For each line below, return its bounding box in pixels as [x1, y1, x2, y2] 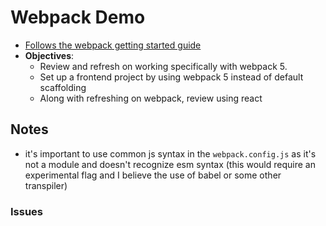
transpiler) [24, 179, 68, 191]
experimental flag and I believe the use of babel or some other [24, 169, 282, 181]
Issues [10, 204, 44, 218]
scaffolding [39, 81, 87, 93]
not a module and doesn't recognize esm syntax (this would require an [24, 158, 316, 170]
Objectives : [24, 49, 75, 61]
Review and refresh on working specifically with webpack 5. [39, 60, 288, 72]
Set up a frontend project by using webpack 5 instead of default [39, 71, 304, 83]
